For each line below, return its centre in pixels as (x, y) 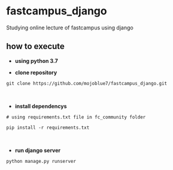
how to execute (35, 46)
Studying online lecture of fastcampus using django (70, 28)
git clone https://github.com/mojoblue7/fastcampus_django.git (87, 83)
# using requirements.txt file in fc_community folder (76, 117)
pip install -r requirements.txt (48, 127)
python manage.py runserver (41, 161)
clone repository (36, 72)
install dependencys (41, 106)
